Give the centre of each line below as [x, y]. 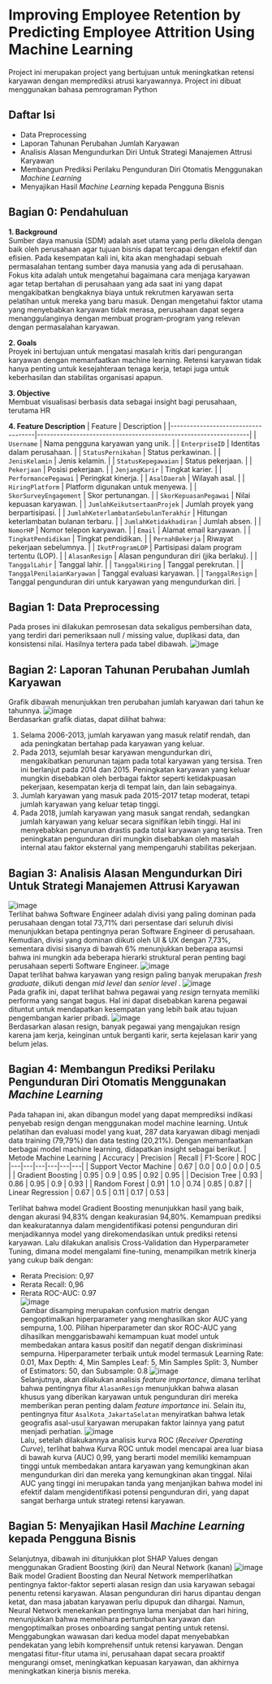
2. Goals [23, 343]
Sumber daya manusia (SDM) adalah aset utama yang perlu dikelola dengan [135, 240]
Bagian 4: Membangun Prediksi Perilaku [112, 1069]
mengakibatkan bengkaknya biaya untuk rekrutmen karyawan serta [121, 292]
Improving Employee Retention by [125, 15]
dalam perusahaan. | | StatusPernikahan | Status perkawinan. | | [114, 452]
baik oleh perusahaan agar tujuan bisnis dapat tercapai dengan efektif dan [133, 249]
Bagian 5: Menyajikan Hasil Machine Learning [127, 1527]
